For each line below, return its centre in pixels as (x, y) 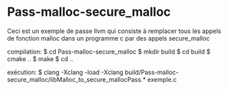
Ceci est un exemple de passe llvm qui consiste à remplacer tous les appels (114, 31)
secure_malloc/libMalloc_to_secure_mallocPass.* (77, 79)
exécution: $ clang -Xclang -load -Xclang (65, 72)
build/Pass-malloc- (152, 72)
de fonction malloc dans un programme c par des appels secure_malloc (109, 38)
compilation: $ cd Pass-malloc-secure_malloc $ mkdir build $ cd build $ (109, 52)
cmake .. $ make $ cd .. (40, 58)
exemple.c (162, 79)
